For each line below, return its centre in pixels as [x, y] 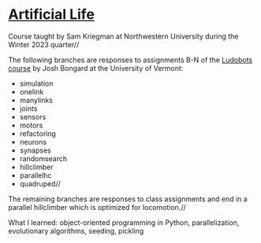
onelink [32, 91]
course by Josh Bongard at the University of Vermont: [96, 68]
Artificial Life [51, 15]
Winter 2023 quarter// [44, 44]
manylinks [36, 100]
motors [31, 125]
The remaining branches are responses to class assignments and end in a [128, 199]
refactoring [38, 133]
